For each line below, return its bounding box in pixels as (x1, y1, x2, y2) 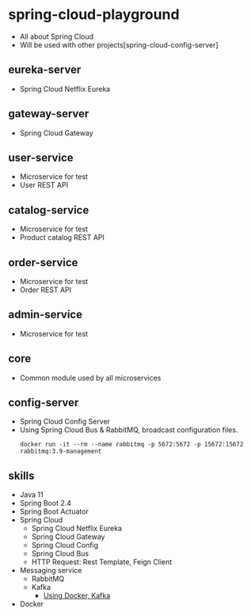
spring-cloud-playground (8, 6, 180, 24)
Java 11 (19, 490, 44, 499)
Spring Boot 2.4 (19, 499, 72, 508)
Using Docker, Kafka (43, 591, 111, 601)
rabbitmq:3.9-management (19, 447, 102, 456)
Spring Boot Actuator (19, 507, 89, 516)
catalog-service (8, 203, 89, 217)
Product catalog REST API (19, 233, 105, 242)
